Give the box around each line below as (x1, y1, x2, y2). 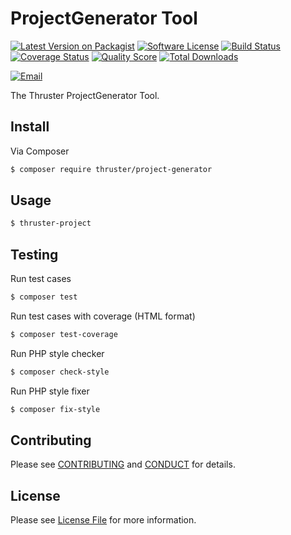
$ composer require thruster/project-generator (10, 164, 213, 174)
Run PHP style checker (10, 347, 105, 359)
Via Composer (10, 145, 70, 157)
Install (10, 118, 50, 136)
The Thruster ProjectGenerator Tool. (10, 89, 160, 101)
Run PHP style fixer (10, 385, 90, 397)
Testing (10, 246, 59, 263)
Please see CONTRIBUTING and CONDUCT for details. (10, 458, 236, 471)
